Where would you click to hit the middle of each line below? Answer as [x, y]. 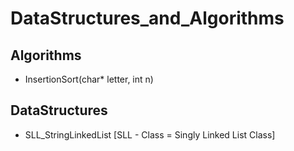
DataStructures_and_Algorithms [147, 18]
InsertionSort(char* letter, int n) [89, 79]
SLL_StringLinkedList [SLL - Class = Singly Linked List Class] [150, 134]
